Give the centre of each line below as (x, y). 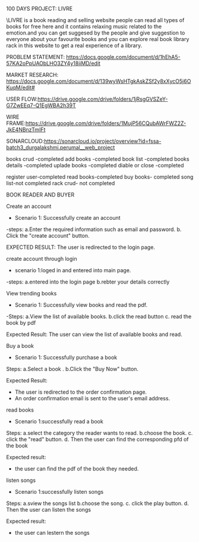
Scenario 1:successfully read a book (59, 421)
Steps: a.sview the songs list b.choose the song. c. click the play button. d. (97, 503)
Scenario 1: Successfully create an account (67, 218)
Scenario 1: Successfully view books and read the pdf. (81, 305)
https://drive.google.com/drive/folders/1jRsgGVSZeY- (103, 99)
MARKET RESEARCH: (32, 75)
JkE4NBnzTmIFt (26, 130)
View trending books (31, 293)
